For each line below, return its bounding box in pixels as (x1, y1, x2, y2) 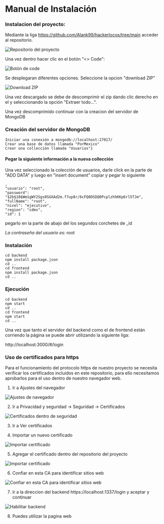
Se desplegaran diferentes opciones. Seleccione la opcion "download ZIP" (5, 75, 156, 81)
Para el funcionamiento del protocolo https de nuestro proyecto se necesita (5, 365, 158, 370)
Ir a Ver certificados (12, 422, 52, 429)
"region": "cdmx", (5, 207, 43, 212)
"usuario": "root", (5, 186, 45, 191)
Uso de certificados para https (5, 354, 79, 361)
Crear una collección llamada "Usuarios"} (5, 146, 93, 151)
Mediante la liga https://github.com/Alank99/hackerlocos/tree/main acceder (5, 32, 159, 38)
